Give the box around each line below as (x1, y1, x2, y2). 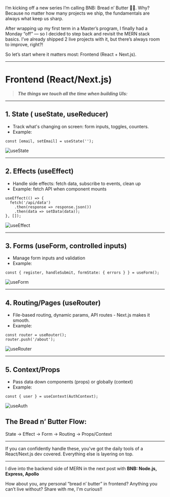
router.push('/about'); (5, 337, 56, 342)
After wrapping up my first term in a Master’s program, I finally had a (5, 25, 148, 31)
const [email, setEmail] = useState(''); (5, 138, 94, 144)
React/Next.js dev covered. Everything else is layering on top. (5, 451, 134, 457)
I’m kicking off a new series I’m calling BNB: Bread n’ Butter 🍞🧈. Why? (5, 5, 150, 11)
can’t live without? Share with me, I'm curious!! (5, 486, 103, 492)
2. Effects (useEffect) (5, 167, 74, 176)
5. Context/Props (5, 365, 60, 374)
